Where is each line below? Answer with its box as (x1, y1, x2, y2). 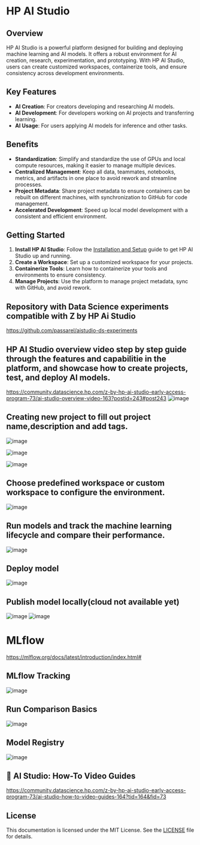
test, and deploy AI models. (6, 372, 111, 382)
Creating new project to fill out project (6, 412, 151, 422)
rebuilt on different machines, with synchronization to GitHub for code (14, 193, 187, 200)
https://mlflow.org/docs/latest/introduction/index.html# (6, 654, 142, 661)
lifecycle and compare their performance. (6, 530, 165, 541)
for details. (6, 833, 33, 840)
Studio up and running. (14, 252, 72, 259)
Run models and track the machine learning (6, 521, 172, 531)
